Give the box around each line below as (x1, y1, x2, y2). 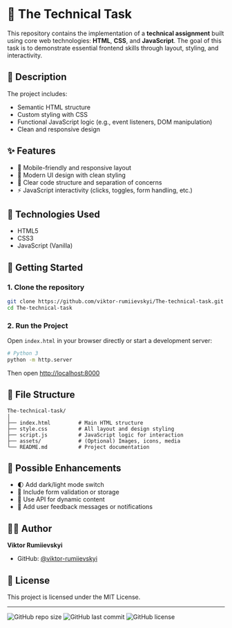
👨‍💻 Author (7, 522, 52, 535)
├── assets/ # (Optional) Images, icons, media (7, 437, 181, 445)
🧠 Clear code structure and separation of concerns (17, 178, 162, 186)
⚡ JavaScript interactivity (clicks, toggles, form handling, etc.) (17, 186, 193, 194)
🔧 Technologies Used (7, 208, 100, 220)
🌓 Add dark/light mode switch (17, 481, 105, 489)
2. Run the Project (7, 321, 68, 331)
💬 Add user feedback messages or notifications (17, 503, 153, 511)
